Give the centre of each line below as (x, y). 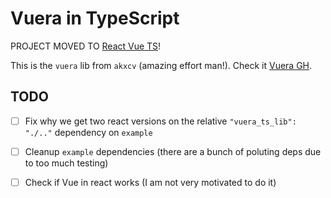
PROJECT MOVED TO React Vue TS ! (86, 46)
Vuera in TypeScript (95, 18)
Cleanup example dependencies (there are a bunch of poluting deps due (173, 151)
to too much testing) (66, 163)
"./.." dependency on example (88, 132)
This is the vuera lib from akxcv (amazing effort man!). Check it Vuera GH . (161, 65)
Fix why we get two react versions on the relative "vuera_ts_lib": (160, 121)
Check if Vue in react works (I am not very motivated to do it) (150, 182)
